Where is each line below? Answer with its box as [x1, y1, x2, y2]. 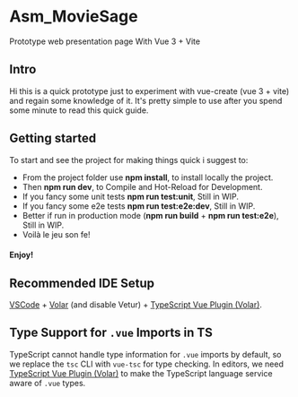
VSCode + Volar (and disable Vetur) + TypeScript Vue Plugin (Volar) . [9, 298, 263, 310]
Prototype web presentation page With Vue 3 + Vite [9, 36, 200, 47]
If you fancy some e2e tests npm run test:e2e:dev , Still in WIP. [22, 200, 256, 211]
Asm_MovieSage [9, 6, 138, 27]
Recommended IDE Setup [9, 275, 155, 290]
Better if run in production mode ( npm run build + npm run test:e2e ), [22, 210, 280, 220]
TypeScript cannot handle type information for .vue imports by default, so [9, 349, 282, 359]
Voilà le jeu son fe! [22, 229, 91, 239]
